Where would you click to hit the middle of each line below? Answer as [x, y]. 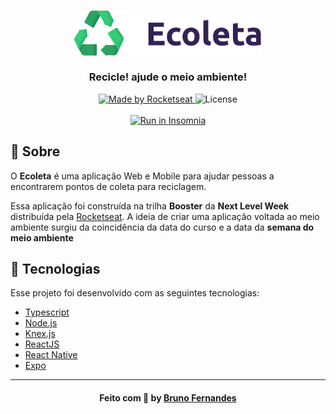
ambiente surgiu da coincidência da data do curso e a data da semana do [162, 227]
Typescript [47, 312]
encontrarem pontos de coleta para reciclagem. [108, 186]
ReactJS [42, 344]
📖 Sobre [35, 151]
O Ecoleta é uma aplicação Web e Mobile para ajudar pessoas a [142, 176]
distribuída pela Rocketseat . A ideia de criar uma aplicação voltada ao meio [165, 216]
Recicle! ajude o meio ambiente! [168, 77]
